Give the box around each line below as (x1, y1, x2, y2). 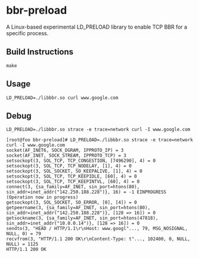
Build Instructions (6, 47, 74, 57)
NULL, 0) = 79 (6, 231, 42, 237)
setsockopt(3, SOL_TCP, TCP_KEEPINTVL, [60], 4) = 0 (6, 179, 140, 185)
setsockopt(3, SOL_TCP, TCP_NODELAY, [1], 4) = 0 (6, 163, 132, 169)
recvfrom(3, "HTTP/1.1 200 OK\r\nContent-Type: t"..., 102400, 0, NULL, (6, 236, 191, 242)
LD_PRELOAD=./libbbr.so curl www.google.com (6, 95, 119, 101)
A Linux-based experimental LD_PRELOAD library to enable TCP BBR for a (6, 23, 188, 30)
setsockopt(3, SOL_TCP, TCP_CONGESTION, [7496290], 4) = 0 (6, 158, 156, 164)
